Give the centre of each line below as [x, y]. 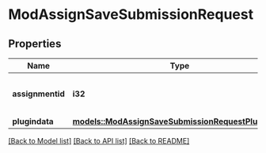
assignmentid [38, 94]
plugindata [33, 121]
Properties [35, 44]
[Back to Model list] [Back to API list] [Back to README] [99, 141]
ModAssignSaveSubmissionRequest [131, 15]
